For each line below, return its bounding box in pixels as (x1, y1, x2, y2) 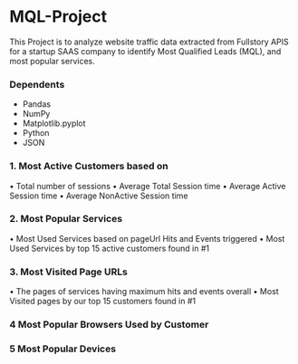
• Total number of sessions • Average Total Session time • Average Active (9, 180, 286, 191)
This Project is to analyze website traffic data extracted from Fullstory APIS (9, 36, 290, 47)
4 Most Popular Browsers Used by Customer (9, 319, 209, 331)
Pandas (22, 99, 52, 110)
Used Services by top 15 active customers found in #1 (9, 243, 210, 254)
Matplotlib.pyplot (22, 118, 86, 129)
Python (22, 128, 50, 139)
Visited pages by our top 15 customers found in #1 (9, 296, 197, 307)
